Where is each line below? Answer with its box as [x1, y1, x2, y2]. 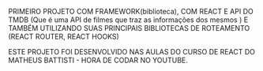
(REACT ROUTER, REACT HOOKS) [8, 32, 120, 41]
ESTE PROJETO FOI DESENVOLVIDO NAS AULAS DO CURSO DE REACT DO [8, 47, 255, 56]
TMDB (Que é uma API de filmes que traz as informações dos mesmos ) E [8, 15, 249, 24]
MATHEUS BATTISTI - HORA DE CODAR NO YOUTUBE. [8, 55, 188, 65]
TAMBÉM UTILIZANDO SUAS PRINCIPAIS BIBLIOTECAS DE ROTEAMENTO [8, 24, 250, 32]
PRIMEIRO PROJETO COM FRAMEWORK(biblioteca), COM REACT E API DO [8, 7, 254, 16]
